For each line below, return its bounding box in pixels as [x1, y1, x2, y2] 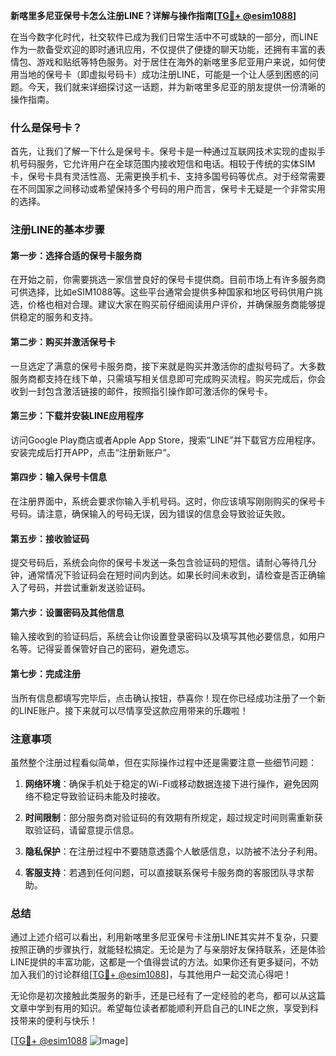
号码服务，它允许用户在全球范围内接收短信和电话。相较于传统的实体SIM [18, 158, 316, 170]
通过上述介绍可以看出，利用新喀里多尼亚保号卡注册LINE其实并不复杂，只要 [10, 931, 319, 943]
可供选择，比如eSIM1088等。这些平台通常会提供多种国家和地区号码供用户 [10, 286, 315, 298]
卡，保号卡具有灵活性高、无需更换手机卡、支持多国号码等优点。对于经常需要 [10, 170, 326, 183]
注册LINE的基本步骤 [10, 223, 105, 237]
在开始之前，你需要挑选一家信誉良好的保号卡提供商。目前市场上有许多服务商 [10, 274, 326, 286]
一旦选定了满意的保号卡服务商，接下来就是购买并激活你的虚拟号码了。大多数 [10, 360, 326, 372]
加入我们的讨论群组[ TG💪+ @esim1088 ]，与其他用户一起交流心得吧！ [10, 969, 292, 981]
